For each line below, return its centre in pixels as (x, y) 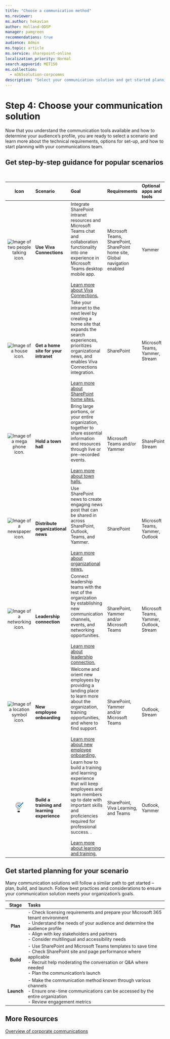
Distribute (46, 523)
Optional (151, 186)
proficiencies (84, 816)
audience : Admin (22, 43)
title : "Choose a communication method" (49, 11)
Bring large (82, 406)
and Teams (119, 813)
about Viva (82, 290)
